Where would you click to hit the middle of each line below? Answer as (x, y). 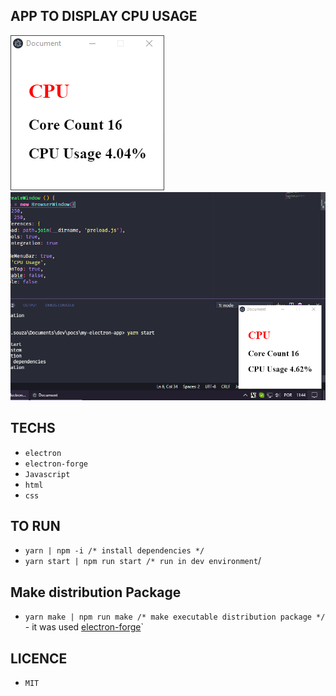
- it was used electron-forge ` (84, 627)
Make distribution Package (96, 592)
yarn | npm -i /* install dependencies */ (114, 551)
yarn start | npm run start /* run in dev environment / (143, 561)
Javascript (47, 474)
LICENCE (39, 658)
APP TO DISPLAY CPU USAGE (104, 16)
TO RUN (35, 525)
